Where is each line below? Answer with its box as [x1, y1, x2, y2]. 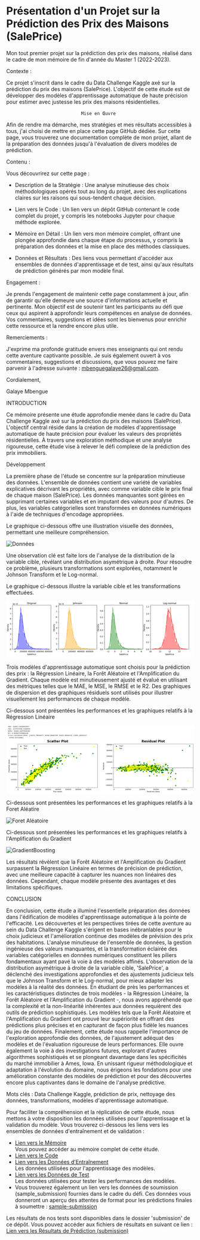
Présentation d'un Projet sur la [6, 4, 160, 18]
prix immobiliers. [6, 449, 47, 456]
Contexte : [6, 67, 32, 74]
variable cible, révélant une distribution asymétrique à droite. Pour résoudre [6, 558, 192, 565]
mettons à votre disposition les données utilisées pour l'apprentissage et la [6, 1115, 190, 1122]
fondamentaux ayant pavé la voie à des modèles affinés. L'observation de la [6, 958, 193, 965]
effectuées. [6, 589, 35, 596]
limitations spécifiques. [6, 883, 63, 891]
